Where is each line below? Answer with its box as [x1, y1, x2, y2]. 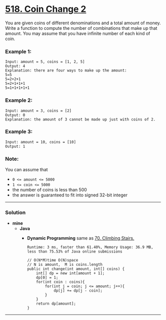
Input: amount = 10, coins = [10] [5, 139, 77, 144]
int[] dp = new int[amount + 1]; [36, 271, 105, 276]
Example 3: [5, 128, 33, 135]
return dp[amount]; [36, 301, 76, 306]
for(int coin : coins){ [36, 279, 85, 285]
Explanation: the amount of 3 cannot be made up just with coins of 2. [5, 117, 156, 122]
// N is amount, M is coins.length [27, 262, 103, 267]
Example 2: [5, 97, 33, 104]
